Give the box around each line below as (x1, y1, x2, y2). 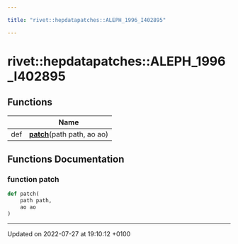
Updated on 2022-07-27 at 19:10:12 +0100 (7, 229, 131, 238)
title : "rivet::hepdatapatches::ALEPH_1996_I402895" (7, 16, 166, 23)
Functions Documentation (7, 153, 125, 165)
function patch (7, 174, 59, 184)
